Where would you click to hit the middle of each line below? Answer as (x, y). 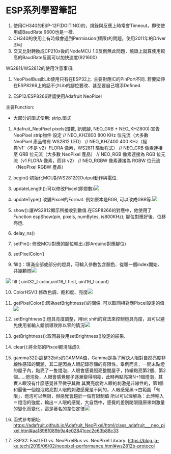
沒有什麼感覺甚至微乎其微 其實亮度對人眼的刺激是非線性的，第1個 (95, 383)
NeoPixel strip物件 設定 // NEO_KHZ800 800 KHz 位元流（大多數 (81, 135)
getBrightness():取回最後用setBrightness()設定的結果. (69, 336)
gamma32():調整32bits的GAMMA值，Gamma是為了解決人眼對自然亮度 (87, 358)
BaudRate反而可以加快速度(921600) (60, 57)
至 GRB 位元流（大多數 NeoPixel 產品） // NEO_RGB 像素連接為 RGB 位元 (89, 154)
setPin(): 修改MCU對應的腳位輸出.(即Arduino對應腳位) (69, 244)
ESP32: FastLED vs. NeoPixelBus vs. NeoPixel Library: (70, 440)
